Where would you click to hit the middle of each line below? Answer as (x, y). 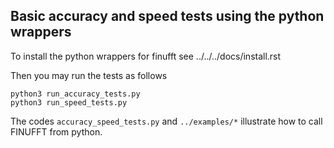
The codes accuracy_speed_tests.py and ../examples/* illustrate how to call (166, 121)
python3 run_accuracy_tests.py (75, 94)
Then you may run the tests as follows (89, 75)
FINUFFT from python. (56, 131)
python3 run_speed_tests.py (69, 102)
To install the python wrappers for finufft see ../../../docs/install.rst (146, 56)
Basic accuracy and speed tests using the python (167, 16)
